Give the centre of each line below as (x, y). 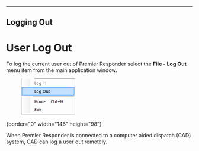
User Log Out (39, 47)
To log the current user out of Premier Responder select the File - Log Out (96, 64)
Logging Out (30, 22)
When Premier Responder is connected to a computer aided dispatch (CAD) (99, 136)
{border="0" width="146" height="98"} (54, 124)
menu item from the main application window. (62, 70)
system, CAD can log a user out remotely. (57, 142)
